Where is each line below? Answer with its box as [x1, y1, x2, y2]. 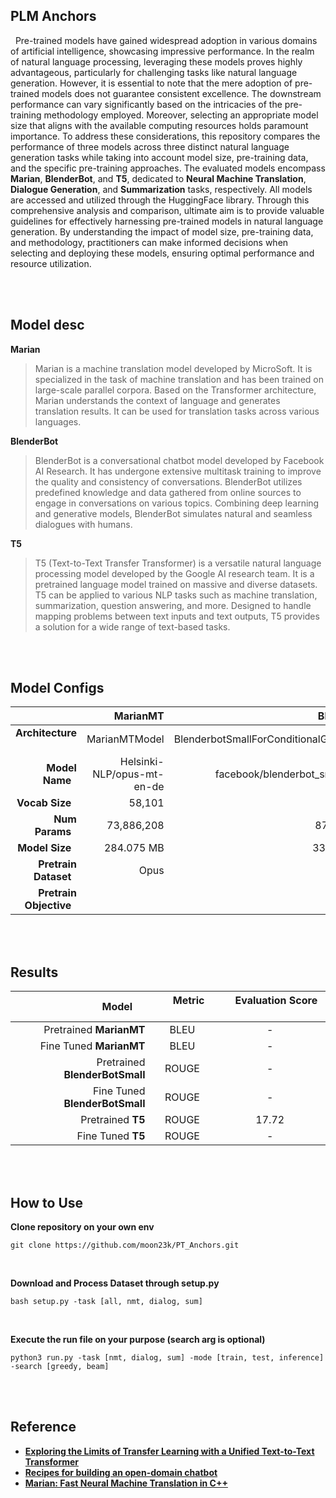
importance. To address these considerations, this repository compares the [10, 130, 321, 142]
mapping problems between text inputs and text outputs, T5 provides [34, 610, 320, 622]
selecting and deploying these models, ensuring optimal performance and [10, 247, 315, 259]
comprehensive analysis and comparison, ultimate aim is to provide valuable [10, 204, 325, 216]
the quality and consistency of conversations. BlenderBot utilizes [34, 475, 303, 488]
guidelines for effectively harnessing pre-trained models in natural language [10, 215, 324, 227]
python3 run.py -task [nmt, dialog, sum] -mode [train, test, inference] [10, 1353, 325, 1363]
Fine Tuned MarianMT [39, 1039, 146, 1053]
